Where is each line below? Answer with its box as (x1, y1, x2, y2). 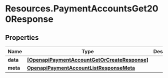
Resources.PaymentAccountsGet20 (5, 3, 158, 14)
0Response (5, 13, 53, 25)
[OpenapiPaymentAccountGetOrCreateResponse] (26, 57, 149, 63)
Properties (5, 33, 39, 42)
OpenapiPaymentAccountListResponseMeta (26, 65, 135, 71)
